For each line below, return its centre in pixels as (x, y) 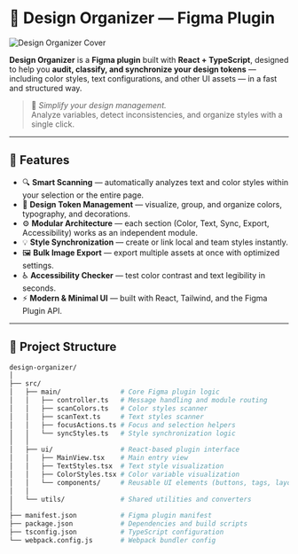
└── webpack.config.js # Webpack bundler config (113, 540)
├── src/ (25, 384)
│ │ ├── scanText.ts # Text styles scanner (106, 417)
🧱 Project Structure (63, 347)
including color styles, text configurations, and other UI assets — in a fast (143, 78)
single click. (53, 124)
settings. (38, 265)
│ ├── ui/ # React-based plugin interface (125, 450)
